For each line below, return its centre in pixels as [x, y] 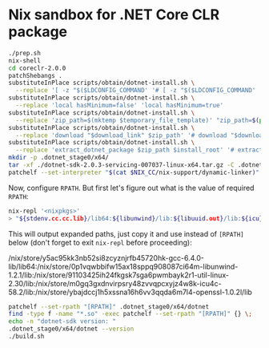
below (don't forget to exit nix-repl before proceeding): [100, 242]
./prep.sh [25, 53]
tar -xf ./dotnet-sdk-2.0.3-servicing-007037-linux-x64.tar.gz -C [121, 165]
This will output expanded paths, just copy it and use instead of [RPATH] [126, 233]
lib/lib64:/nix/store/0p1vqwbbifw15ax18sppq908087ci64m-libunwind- [123, 266]
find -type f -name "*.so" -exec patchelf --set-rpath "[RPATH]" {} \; [130, 314]
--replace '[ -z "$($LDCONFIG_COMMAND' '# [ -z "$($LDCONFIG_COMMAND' [136, 91]
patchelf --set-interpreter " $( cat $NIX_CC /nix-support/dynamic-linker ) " [134, 172]
